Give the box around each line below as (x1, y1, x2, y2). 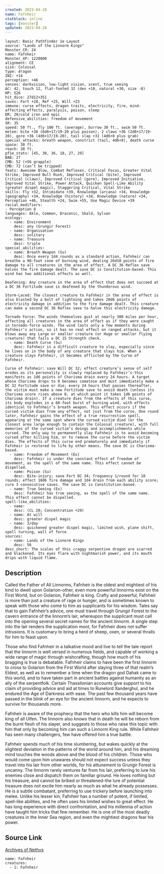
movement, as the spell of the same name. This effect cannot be (5, 461, 141, 466)
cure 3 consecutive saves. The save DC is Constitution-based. (5, 482, 137, 487)
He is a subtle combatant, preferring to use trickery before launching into (5, 788, 153, 794)
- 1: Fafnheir (9, 865, 38, 870)
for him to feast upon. (5, 634, 49, 640)
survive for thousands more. (5, 701, 62, 707)
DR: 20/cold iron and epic (5, 112, 60, 117)
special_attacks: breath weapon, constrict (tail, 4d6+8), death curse (5, 138, 154, 143)
